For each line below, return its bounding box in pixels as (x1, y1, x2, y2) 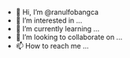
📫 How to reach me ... (15, 42, 89, 50)
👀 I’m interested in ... (15, 16, 83, 25)
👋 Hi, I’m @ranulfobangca (15, 8, 99, 16)
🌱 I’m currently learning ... (15, 24, 100, 33)
